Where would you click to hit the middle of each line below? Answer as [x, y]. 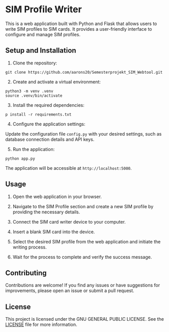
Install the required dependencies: [49, 105]
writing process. [30, 247]
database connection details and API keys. [50, 139]
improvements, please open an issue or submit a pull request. [70, 291]
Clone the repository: [35, 63]
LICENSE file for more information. [41, 325]
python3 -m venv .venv [29, 91]
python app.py [20, 159]
